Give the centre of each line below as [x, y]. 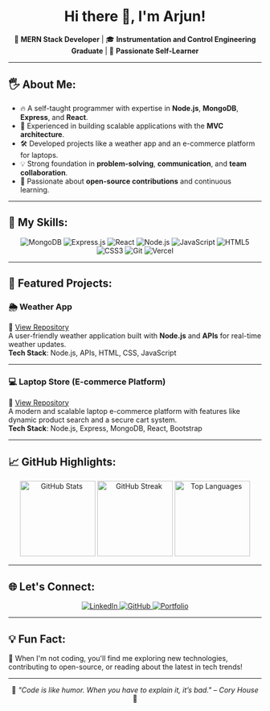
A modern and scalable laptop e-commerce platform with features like [125, 411]
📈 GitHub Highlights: [62, 462]
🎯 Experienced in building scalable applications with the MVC [121, 126]
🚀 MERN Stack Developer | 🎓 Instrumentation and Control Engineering [135, 39]
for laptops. [39, 155]
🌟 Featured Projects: [60, 283]
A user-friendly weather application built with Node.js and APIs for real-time [135, 336]
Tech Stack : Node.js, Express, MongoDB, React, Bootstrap [105, 428]
